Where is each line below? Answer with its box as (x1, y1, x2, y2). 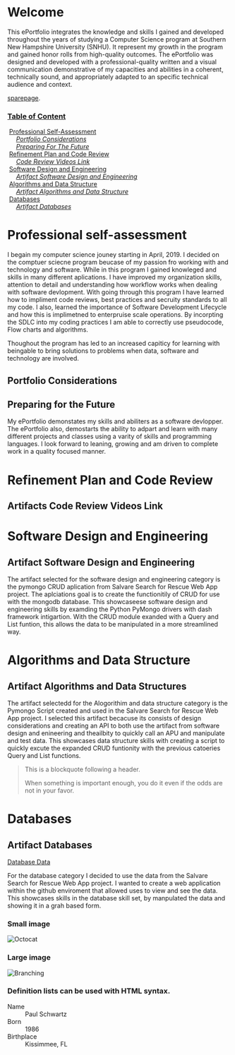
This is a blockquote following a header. (24, 765, 140, 773)
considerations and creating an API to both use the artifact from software (7, 721, 220, 730)
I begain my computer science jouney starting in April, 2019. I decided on (7, 251, 220, 259)
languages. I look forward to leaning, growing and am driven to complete (7, 440, 219, 448)
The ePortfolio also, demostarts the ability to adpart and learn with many (7, 425, 218, 433)
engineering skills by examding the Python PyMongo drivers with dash (7, 605, 212, 613)
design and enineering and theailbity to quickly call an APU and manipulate (7, 728, 225, 737)
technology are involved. (7, 354, 79, 363)
